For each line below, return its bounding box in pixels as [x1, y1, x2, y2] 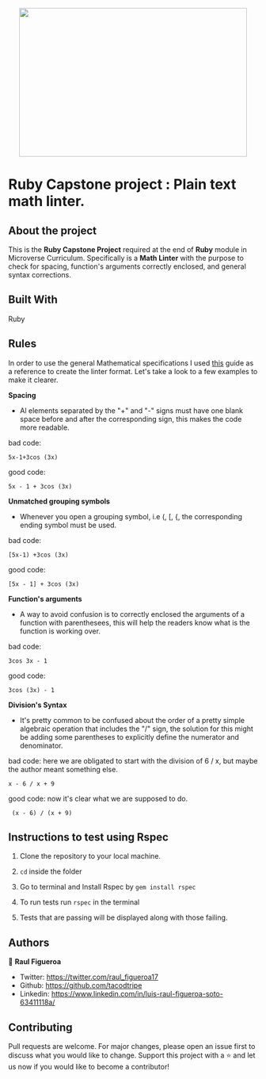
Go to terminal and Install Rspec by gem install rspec [19, 882, 196, 892]
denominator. [19, 740, 63, 750]
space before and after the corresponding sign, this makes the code [19, 414, 242, 423]
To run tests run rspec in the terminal [19, 897, 140, 907]
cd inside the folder [19, 867, 82, 876]
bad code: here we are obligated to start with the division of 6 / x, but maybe [8, 756, 258, 765]
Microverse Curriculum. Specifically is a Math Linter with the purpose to [8, 254, 244, 262]
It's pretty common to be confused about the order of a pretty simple [19, 715, 245, 725]
